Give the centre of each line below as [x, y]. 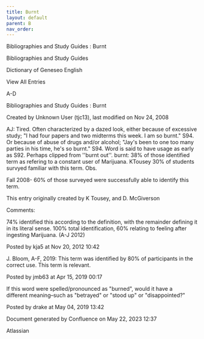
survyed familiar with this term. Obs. [52, 168]
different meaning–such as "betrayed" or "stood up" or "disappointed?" [96, 295]
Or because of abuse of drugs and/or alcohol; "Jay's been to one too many [100, 142]
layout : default [27, 18]
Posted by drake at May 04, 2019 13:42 [55, 307]
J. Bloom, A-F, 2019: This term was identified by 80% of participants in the [100, 259]
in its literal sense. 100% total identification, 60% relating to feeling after [97, 228]
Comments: [21, 210]
